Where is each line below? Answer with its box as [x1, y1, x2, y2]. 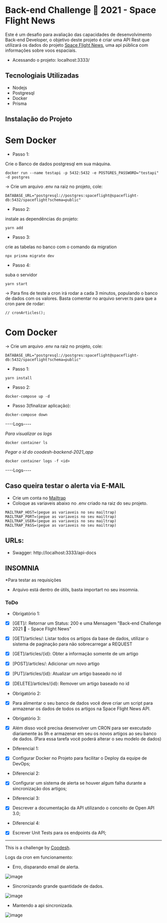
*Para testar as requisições [5, 577, 61, 583]
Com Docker [5, 327, 58, 338]
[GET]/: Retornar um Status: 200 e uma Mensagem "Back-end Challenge [12, 620, 162, 626]
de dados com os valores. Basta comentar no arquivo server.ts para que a [5, 295, 157, 301]
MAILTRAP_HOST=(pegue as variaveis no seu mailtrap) [5, 510, 117, 515]
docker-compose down [5, 412, 48, 417]
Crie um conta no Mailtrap [12, 495, 66, 501]
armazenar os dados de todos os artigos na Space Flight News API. [12, 706, 151, 712]
